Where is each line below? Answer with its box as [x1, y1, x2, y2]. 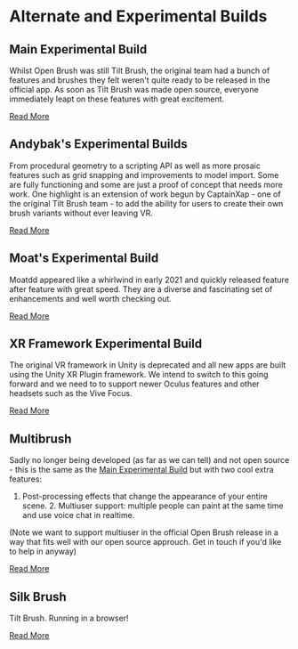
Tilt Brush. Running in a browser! [9, 612, 129, 624]
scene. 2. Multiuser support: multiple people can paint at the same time [21, 500, 284, 511]
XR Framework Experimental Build [9, 337, 203, 352]
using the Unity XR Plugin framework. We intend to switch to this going [9, 369, 269, 380]
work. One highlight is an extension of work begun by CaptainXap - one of [9, 189, 282, 199]
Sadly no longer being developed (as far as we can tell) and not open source [9, 455, 290, 466]
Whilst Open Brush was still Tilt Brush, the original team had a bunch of [9, 65, 270, 76]
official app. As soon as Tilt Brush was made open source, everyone [9, 85, 260, 94]
